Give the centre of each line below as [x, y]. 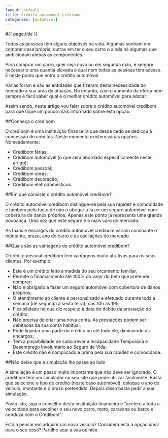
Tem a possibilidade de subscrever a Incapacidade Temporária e [80, 342]
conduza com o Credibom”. [34, 415]
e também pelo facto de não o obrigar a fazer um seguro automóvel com [81, 210]
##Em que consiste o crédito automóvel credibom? [58, 194]
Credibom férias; [30, 152]
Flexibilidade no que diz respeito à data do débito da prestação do [82, 309]
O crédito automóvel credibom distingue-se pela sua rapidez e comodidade [84, 204]
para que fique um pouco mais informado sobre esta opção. [68, 112]
